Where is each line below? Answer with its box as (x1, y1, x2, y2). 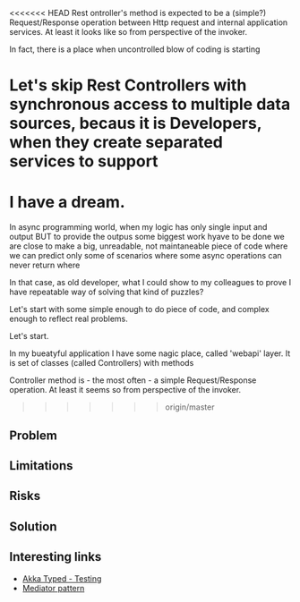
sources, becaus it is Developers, (9, 114, 262, 133)
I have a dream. (9, 192, 125, 213)
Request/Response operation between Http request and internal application (9, 17, 288, 28)
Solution (9, 519, 57, 534)
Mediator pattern (21, 582, 85, 593)
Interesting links (9, 549, 102, 564)
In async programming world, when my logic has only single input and (9, 222, 268, 233)
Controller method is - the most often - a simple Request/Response (9, 375, 257, 386)
